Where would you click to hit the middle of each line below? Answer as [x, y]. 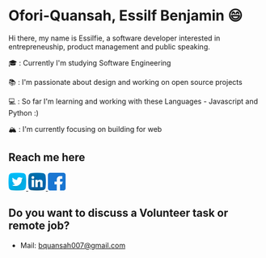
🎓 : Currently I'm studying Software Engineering [90, 62]
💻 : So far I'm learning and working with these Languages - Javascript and [133, 101]
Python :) [23, 112]
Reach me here [47, 157]
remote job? [39, 226]
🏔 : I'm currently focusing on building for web [85, 129]
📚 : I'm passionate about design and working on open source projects [125, 82]
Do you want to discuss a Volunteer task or [118, 213]
